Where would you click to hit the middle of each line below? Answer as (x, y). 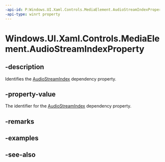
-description (25, 67)
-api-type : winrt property (33, 14)
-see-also (20, 155)
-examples (22, 138)
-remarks (20, 121)
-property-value (30, 94)
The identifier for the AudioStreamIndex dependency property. (68, 106)
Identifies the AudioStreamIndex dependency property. (61, 79)
